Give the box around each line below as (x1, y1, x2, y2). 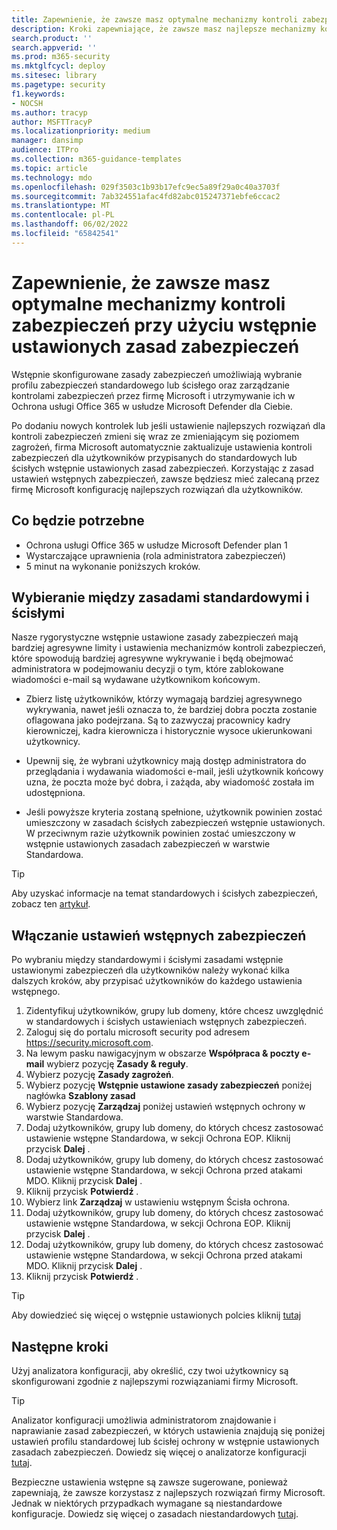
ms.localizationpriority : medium (11, 126, 151, 136)
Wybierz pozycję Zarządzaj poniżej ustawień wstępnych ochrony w (25, 1101, 306, 1113)
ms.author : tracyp (11, 107, 88, 118)
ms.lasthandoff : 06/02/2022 (11, 219, 129, 230)
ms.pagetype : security (11, 80, 106, 90)
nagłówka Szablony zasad (25, 1090, 136, 1102)
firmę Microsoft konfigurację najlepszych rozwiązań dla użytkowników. (11, 483, 304, 495)
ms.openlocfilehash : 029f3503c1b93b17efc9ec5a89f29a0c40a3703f (11, 182, 281, 192)
